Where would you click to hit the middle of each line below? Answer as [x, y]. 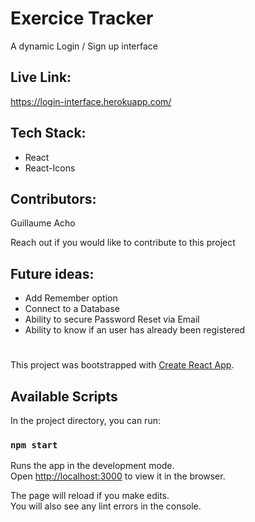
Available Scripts [64, 396]
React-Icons [50, 168]
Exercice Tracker [82, 18]
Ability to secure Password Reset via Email [112, 319]
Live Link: [41, 77]
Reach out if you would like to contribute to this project [123, 243]
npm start [34, 445]
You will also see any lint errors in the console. [106, 506]
